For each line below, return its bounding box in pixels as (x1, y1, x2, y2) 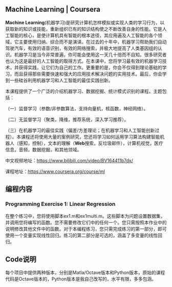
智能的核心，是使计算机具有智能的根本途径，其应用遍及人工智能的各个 (9, 32, 158, 39)
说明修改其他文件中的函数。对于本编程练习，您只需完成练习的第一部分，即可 (5, 225, 167, 232)
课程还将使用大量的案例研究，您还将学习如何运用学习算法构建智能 (20, 133, 160, 140)
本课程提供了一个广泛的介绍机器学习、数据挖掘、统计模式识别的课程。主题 (5, 88, 162, 94)
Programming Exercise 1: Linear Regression (5, 201, 116, 208)
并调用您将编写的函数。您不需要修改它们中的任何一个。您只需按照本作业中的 (5, 219, 167, 225)
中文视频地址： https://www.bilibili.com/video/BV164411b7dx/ (5, 157, 133, 163)
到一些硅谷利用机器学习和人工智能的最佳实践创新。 (5, 77, 113, 83)
